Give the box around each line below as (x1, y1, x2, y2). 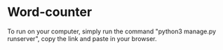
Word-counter (7, 4, 93, 20)
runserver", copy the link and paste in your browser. (7, 34, 157, 42)
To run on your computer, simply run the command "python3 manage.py (7, 27, 216, 35)
